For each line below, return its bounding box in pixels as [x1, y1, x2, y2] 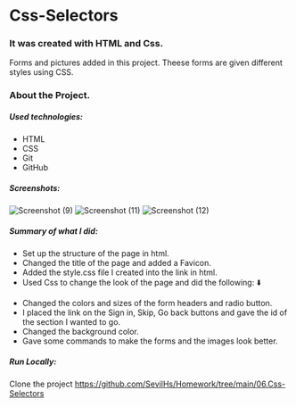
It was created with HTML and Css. [9, 37, 163, 50]
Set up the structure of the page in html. [21, 248, 169, 259]
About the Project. [9, 89, 91, 102]
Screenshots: [9, 182, 61, 193]
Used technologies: [9, 112, 83, 121]
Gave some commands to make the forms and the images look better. [21, 336, 278, 346]
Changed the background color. [21, 327, 140, 337]
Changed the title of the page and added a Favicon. [21, 258, 212, 269]
